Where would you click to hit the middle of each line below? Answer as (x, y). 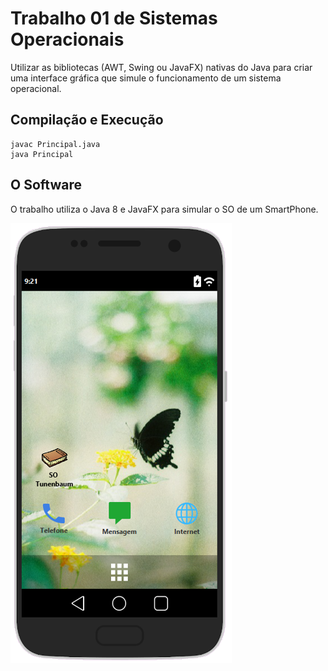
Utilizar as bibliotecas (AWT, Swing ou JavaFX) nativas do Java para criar (161, 67)
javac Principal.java (55, 144)
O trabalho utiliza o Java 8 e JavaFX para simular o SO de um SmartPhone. (164, 209)
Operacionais (67, 39)
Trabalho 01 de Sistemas (114, 18)
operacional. (36, 88)
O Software (46, 185)
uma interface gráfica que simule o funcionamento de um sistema (146, 78)
